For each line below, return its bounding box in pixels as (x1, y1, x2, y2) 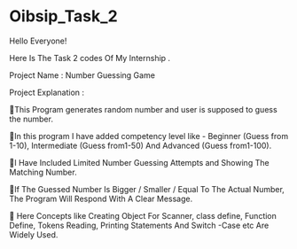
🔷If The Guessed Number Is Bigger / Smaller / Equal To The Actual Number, (9, 183, 285, 194)
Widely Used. (9, 229, 59, 240)
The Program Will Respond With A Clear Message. (9, 193, 193, 204)
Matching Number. (9, 167, 77, 177)
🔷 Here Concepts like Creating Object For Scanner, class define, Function (9, 210, 277, 221)
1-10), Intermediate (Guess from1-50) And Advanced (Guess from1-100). (9, 140, 272, 151)
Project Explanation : (9, 87, 85, 97)
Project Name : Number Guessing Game (9, 69, 155, 81)
